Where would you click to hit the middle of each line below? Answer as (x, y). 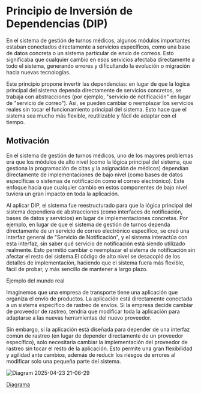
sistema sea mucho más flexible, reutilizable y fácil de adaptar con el (91, 116)
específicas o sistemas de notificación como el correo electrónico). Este (95, 181)
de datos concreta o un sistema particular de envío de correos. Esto (90, 53)
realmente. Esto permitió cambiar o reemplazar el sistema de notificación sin (101, 249)
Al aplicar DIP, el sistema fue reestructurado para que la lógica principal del (99, 205)
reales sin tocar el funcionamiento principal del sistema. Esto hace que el (97, 109)
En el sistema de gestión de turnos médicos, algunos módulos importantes (98, 40)
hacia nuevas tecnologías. (38, 72)
